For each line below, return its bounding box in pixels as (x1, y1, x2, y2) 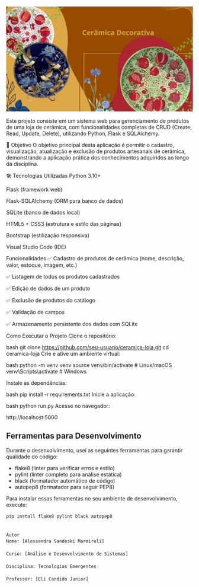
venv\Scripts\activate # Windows (6, 368, 87, 375)
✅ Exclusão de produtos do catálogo (6, 297, 96, 304)
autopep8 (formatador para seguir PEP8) (14, 483, 114, 490)
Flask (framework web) (6, 186, 63, 193)
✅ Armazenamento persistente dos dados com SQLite (6, 321, 138, 327)
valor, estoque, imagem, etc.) (6, 261, 78, 269)
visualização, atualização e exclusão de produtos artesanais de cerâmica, (6, 148, 186, 155)
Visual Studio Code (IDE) (6, 244, 66, 250)
